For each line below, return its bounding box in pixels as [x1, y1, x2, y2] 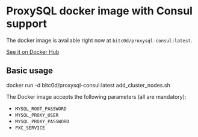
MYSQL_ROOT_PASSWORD [14, 106, 67, 112]
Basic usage [6, 66, 53, 76]
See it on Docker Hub [6, 48, 60, 55]
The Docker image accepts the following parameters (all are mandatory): [6, 93, 187, 100]
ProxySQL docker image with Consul [6, 4, 193, 18]
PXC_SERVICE [14, 124, 45, 131]
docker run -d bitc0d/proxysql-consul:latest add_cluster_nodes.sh [6, 81, 170, 89]
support [6, 17, 47, 31]
